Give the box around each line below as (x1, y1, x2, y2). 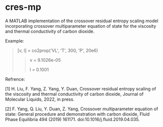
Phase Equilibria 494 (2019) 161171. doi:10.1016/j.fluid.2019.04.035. (5, 116, 140, 122)
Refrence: (5, 76, 25, 82)
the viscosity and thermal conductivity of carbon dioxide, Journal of (5, 91, 144, 97)
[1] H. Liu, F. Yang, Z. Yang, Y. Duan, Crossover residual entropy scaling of (5, 85, 156, 91)
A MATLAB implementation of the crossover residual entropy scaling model (5, 18, 159, 24)
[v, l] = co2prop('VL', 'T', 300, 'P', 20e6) (17, 47, 98, 53)
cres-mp (5, 1, 41, 13)
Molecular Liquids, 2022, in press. (5, 96, 75, 102)
